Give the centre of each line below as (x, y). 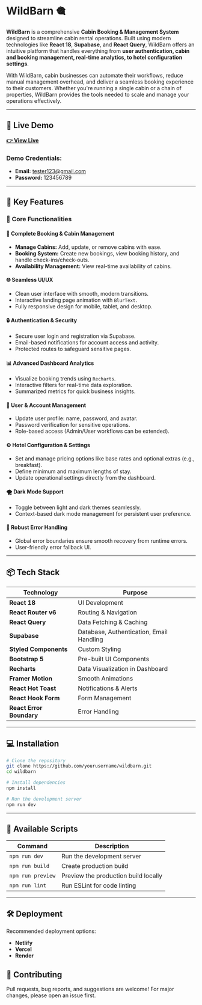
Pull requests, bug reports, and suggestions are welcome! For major (90, 989)
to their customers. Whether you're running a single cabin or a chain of (94, 88)
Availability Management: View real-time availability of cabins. (93, 266)
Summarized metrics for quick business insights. (75, 391)
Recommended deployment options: (51, 931)
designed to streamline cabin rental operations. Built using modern (89, 38)
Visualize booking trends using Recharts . (65, 379)
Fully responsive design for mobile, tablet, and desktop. (84, 306)
